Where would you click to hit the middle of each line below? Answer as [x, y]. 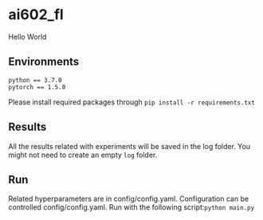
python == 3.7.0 [35, 80]
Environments [44, 62]
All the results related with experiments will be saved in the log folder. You [130, 146]
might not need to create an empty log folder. [83, 155]
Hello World [27, 37]
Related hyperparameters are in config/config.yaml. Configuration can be [129, 199]
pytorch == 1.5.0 [37, 87]
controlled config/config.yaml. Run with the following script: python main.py [131, 207]
